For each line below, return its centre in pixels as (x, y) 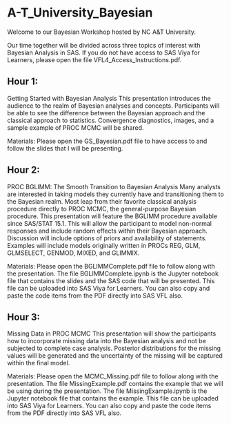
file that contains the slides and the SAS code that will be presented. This (111, 280)
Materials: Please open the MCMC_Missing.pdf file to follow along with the (113, 376)
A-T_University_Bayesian (80, 13)
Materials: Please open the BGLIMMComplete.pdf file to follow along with (111, 266)
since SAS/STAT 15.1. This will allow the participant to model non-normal (110, 223)
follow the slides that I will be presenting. (65, 148)
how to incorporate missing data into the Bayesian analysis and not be (107, 341)
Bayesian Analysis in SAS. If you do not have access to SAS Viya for (103, 52)
